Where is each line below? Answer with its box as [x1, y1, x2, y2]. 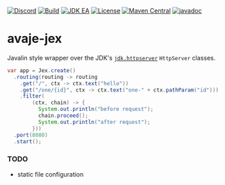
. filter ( [19, 93, 45, 100]
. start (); [13, 138, 42, 145]
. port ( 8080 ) [13, 132, 49, 139]
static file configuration [17, 170, 84, 178]
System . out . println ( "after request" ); [37, 118, 151, 125]
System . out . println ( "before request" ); [37, 106, 154, 113]
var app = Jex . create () [7, 67, 76, 74]
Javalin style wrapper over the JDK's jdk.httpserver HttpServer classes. [7, 53, 216, 62]
